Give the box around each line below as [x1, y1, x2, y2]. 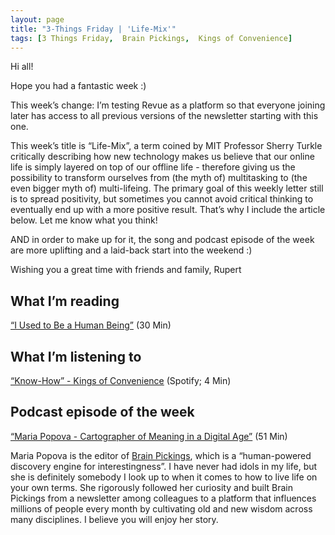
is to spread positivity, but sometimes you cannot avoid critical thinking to [10, 193, 314, 205]
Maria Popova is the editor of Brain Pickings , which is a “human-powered [10, 449, 312, 461]
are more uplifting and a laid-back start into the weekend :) [10, 244, 253, 256]
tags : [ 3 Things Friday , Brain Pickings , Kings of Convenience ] [10, 33, 293, 43]
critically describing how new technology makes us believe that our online [10, 151, 315, 163]
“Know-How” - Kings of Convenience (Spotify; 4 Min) [10, 375, 232, 386]
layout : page [10, 14, 65, 25]
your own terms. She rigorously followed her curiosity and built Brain [10, 481, 293, 493]
